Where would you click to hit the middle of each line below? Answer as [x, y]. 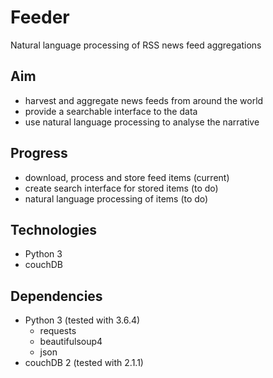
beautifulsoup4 [71, 342]
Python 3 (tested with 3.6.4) [82, 320]
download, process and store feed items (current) [127, 177]
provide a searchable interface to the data [111, 111]
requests [58, 331]
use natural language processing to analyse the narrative [142, 122]
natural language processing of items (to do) [116, 198]
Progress [39, 153]
